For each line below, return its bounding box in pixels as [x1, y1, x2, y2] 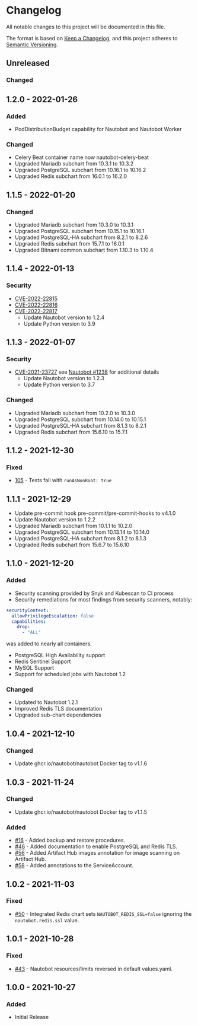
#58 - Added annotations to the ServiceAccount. [14, 862, 134, 869]
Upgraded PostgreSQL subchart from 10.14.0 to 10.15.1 [14, 416, 146, 423]
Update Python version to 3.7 [23, 381, 95, 389]
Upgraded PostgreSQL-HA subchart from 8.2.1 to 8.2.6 [14, 234, 148, 241]
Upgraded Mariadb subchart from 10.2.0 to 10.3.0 [14, 409, 135, 416]
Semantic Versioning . [6, 41, 58, 48]
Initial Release [14, 1014, 49, 1021]
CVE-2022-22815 [14, 295, 58, 302]
